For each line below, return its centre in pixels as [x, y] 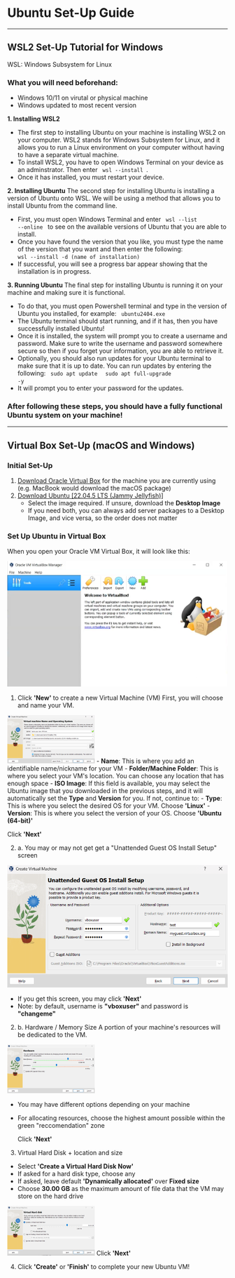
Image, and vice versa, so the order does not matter [102, 518]
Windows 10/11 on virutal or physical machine [83, 98]
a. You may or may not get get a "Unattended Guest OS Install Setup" [117, 848]
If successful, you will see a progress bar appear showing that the [112, 264]
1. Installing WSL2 [34, 119]
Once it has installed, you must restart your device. [91, 178]
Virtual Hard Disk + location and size [70, 1153]
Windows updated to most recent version [77, 105]
